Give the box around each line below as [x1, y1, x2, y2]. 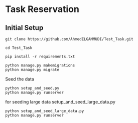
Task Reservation [5, 3, 79, 15]
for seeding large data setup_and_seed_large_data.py [5, 99, 115, 104]
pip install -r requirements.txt [5, 54, 75, 59]
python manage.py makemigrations [5, 63, 75, 68]
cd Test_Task [5, 45, 33, 50]
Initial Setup [5, 23, 44, 32]
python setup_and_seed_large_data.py [5, 108, 84, 113]
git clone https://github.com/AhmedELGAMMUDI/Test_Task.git [5, 36, 134, 41]
